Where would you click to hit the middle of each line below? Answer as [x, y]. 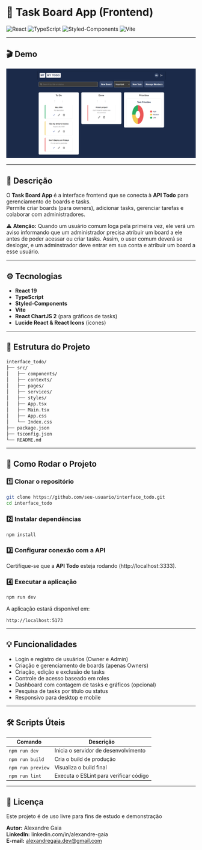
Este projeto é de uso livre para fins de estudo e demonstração [84, 816]
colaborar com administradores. [46, 214]
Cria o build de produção [85, 759]
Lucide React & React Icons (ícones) [60, 323]
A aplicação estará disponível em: [48, 608]
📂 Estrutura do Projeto [48, 347]
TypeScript [29, 297]
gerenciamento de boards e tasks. [49, 202]
